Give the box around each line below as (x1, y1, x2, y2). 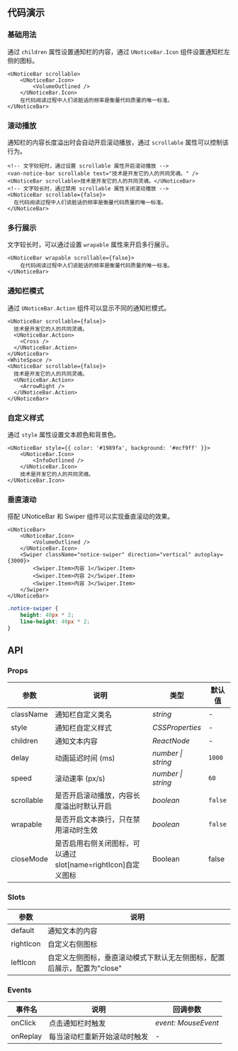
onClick (11, 1018, 37, 1028)
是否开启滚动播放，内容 (55, 791, 133, 801)
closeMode (11, 854, 48, 864)
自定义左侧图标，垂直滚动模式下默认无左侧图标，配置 (47, 952, 225, 962)
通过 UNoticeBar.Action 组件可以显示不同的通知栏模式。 (7, 303, 171, 312)
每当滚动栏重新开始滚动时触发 (48, 1031, 149, 1041)
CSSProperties (152, 723, 202, 733)
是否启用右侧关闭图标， (55, 839, 133, 848)
